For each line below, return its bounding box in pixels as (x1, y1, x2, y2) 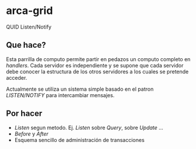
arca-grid (6, 4, 53, 17)
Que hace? (6, 40, 46, 50)
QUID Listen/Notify (6, 23, 51, 30)
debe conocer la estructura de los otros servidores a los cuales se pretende (6, 68, 189, 75)
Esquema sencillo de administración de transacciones (14, 136, 145, 143)
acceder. (6, 74, 27, 81)
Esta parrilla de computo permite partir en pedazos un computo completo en (6, 55, 191, 62)
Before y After (14, 130, 49, 137)
